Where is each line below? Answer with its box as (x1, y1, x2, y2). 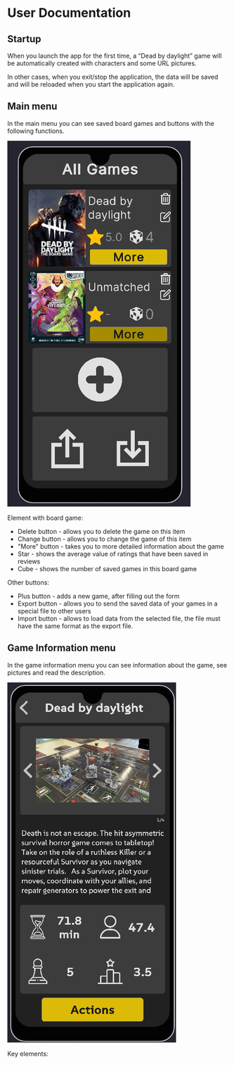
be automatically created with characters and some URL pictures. (7, 59, 197, 68)
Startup (7, 33, 41, 45)
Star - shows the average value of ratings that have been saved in (17, 549, 209, 558)
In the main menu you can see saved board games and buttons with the (7, 119, 214, 127)
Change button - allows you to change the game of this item (17, 535, 192, 543)
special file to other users (17, 606, 91, 615)
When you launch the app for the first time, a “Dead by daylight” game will (7, 51, 222, 60)
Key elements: (7, 1050, 48, 1058)
